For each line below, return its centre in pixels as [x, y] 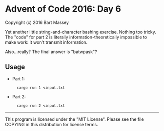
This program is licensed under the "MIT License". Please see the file [74, 119]
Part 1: [19, 78]
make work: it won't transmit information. [46, 42]
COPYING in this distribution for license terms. [52, 124]
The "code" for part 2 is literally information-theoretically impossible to [76, 37]
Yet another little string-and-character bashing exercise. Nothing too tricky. [81, 32]
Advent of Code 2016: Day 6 [63, 9]
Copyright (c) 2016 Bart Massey [37, 22]
